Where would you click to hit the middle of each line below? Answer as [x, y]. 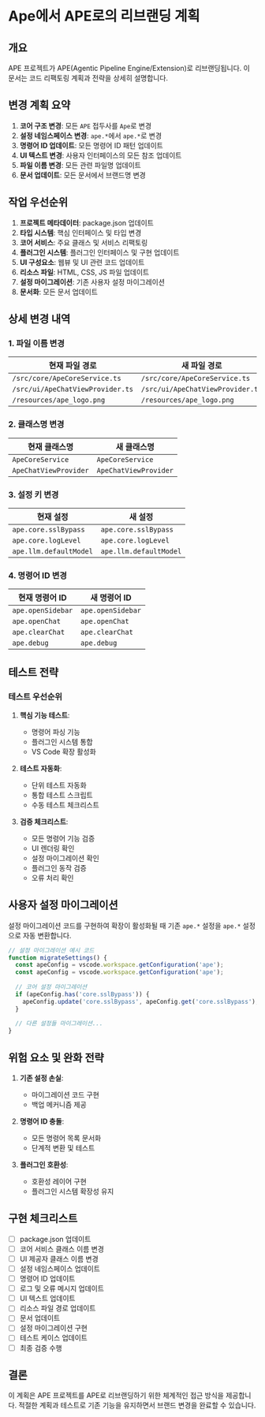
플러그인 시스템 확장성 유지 [73, 1191]
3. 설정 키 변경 [34, 494]
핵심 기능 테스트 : [45, 715]
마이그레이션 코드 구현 [65, 1095]
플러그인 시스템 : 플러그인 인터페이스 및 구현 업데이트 [99, 252]
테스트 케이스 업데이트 [54, 1338]
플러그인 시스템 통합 [62, 741]
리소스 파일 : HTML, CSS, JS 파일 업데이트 [84, 272]
